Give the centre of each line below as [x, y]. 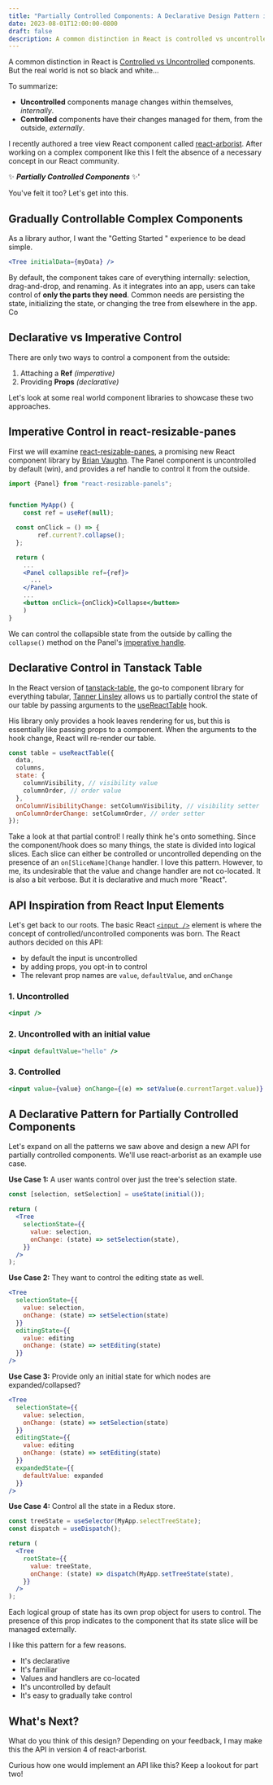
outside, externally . [52, 128]
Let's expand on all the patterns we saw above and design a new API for [129, 1147]
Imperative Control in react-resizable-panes [122, 432]
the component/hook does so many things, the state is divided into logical [132, 845]
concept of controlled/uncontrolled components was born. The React [124, 934]
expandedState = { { [45, 1468]
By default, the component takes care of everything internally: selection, [129, 277]
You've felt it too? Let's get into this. [68, 193]
